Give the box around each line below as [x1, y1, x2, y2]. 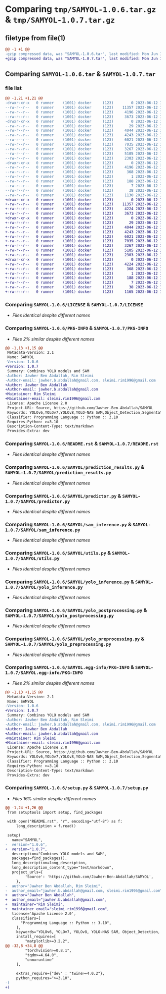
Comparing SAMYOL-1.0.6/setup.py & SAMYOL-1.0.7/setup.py [5, 784, 149, 791]
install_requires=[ [16, 934, 56, 939]
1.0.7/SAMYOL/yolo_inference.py [5, 584, 83, 590]
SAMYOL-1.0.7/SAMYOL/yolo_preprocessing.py [5, 642, 112, 647]
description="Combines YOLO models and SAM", [11, 851, 107, 856]
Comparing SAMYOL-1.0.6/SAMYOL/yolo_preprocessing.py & [5, 635, 145, 642]
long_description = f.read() [16, 824, 77, 828]
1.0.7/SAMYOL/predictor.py [5, 498, 70, 504]
